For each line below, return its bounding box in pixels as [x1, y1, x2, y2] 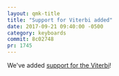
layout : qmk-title [7, 10, 60, 17]
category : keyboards [7, 29, 67, 37]
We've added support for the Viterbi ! [7, 61, 112, 69]
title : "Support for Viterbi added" [7, 17, 113, 23]
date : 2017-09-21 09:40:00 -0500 [7, 23, 104, 30]
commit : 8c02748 [7, 36, 54, 43]
